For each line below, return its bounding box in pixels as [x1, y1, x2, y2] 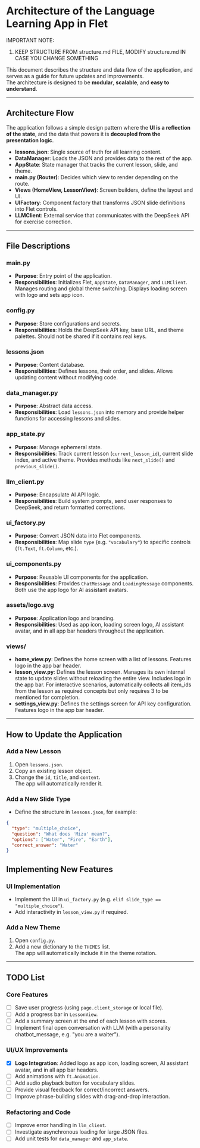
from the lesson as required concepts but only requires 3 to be [14, 687, 168, 695]
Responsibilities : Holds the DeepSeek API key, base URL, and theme [14, 326, 185, 333]
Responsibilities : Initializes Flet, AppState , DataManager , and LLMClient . [14, 279, 187, 286]
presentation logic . [6, 136, 54, 144]
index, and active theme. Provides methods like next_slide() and [14, 456, 175, 464]
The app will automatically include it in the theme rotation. [14, 950, 157, 957]
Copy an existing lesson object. [14, 767, 92, 774]
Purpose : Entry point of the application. [14, 272, 112, 280]
